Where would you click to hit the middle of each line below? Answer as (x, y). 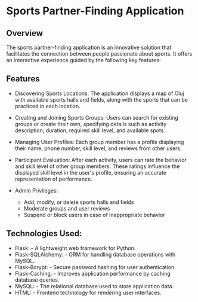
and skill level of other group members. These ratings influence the (97, 166)
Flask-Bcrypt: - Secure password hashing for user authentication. (95, 267)
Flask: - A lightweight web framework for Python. (75, 248)
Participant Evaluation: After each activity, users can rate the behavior (100, 160)
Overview (25, 33)
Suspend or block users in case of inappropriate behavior (94, 215)
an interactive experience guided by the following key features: (83, 60)
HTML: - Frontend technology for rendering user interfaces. (88, 292)
